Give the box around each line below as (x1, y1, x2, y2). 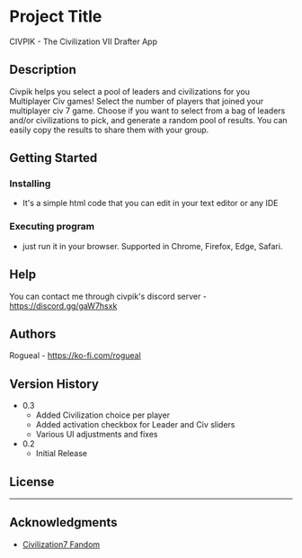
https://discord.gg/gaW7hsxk (9, 300, 118, 311)
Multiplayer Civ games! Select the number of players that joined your (9, 95, 264, 106)
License (9, 474, 55, 490)
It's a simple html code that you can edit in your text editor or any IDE (22, 198, 279, 209)
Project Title (9, 6, 102, 27)
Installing (9, 177, 51, 190)
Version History (9, 376, 99, 391)
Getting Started (9, 150, 98, 166)
